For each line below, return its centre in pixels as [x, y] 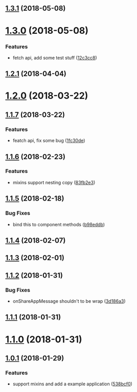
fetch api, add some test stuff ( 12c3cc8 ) [55, 57]
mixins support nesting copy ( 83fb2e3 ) [54, 182]
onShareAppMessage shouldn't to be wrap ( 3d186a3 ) [69, 301]
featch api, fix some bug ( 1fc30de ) [49, 141]
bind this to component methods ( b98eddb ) [59, 224]
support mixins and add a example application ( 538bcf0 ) [73, 384]
